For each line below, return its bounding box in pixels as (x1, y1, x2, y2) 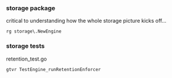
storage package (6, 4, 56, 12)
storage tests (6, 42, 45, 50)
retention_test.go (6, 55, 47, 62)
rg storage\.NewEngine (6, 29, 62, 34)
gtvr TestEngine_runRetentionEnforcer (6, 66, 101, 72)
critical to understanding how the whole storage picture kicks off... (6, 17, 167, 24)
